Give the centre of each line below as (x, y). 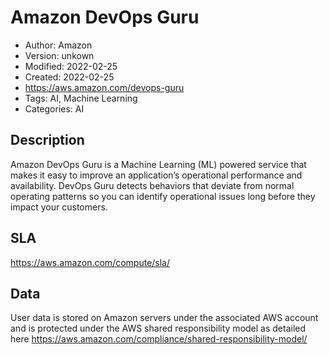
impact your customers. (59, 207)
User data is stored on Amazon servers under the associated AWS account (164, 318)
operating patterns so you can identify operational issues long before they (163, 196)
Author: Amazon (58, 45)
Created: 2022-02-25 (69, 77)
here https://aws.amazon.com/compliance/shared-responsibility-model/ (159, 339)
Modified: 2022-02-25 (71, 66)
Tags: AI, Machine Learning (81, 98)
